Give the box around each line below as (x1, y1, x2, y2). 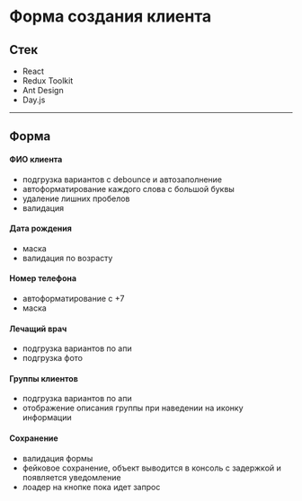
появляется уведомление (22, 471, 121, 482)
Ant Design (22, 85, 65, 95)
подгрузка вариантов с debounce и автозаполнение (22, 173, 223, 185)
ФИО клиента (9, 154, 63, 164)
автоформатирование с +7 (22, 294, 125, 303)
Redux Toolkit (22, 75, 74, 86)
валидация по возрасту (22, 252, 113, 263)
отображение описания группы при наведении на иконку (22, 402, 244, 414)
